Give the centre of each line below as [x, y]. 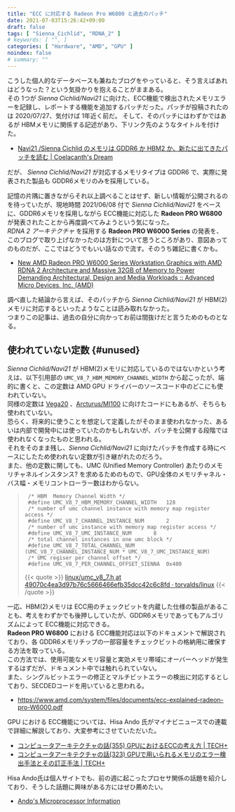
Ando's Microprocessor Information [69, 801]
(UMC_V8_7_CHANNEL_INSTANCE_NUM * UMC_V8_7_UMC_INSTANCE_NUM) [117, 552]
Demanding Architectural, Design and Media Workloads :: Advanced [116, 277]
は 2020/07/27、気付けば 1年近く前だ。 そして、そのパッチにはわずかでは [114, 115]
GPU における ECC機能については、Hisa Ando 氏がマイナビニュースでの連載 [117, 721]
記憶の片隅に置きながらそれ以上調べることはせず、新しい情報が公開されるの [118, 196]
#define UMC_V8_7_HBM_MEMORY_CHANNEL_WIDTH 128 [102, 502]
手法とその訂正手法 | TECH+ [65, 763]
